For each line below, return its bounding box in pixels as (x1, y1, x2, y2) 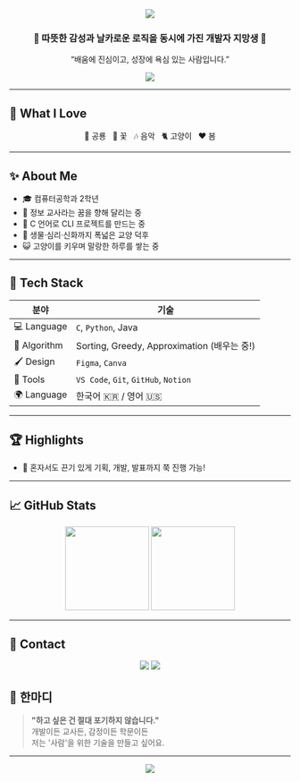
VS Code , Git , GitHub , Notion (75, 373, 192, 386)
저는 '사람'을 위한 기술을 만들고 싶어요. (30, 737, 165, 748)
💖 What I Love (9, 106, 87, 121)
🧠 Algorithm (13, 339, 63, 352)
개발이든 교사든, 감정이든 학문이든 (30, 726, 149, 736)
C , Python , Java (75, 321, 138, 334)
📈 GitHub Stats (9, 497, 96, 513)
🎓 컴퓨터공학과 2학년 (21, 192, 100, 204)
